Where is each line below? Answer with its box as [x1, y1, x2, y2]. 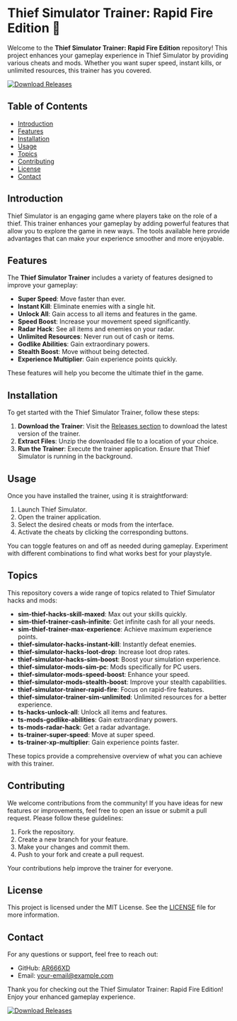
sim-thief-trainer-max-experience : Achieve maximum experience [17, 624, 212, 633]
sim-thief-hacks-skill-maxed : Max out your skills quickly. [17, 609, 187, 618]
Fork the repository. [17, 827, 76, 836]
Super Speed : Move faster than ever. [17, 294, 126, 303]
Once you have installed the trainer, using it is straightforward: [7, 492, 189, 500]
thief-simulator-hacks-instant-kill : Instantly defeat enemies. [17, 640, 197, 649]
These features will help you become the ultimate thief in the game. [7, 369, 204, 377]
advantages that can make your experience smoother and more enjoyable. [7, 234, 224, 243]
